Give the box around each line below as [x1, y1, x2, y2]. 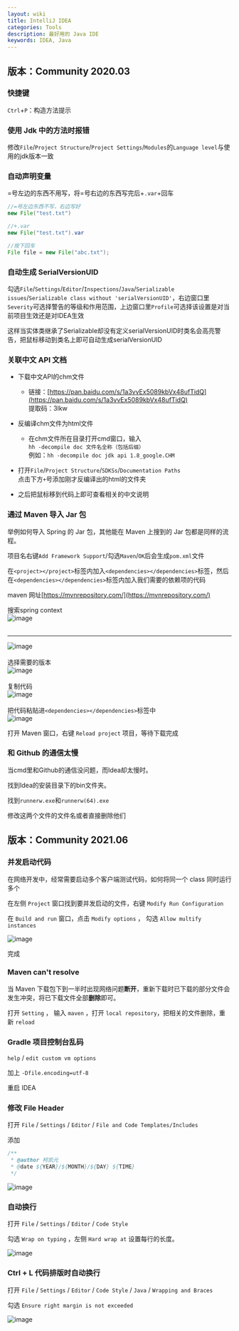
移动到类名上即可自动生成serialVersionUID [38, 335, 162, 344]
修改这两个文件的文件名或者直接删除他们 [7, 811, 126, 820]
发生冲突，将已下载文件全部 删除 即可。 [7, 993, 119, 1002]
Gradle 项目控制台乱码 [7, 1037, 84, 1047]
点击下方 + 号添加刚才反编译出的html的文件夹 [17, 475, 147, 483]
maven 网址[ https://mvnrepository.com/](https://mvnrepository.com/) [7, 590, 211, 599]
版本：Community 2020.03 [7, 65, 130, 77]
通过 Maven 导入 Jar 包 [7, 510, 87, 520]
